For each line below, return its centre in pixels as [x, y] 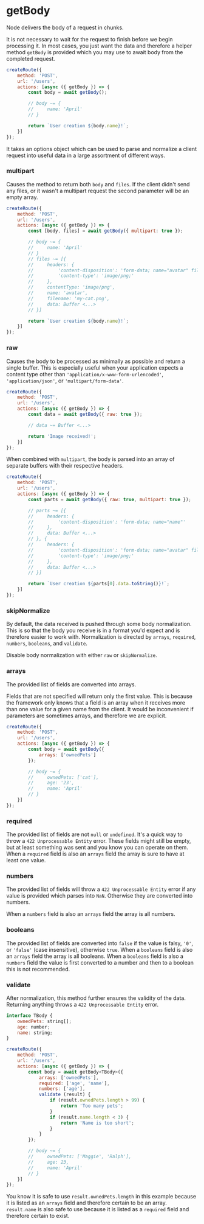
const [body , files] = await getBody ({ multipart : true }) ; [106, 231]
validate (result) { [65, 1095]
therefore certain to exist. [38, 1216]
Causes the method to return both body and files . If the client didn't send [98, 184]
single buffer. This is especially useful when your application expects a [95, 368]
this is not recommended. [38, 969]
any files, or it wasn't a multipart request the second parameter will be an [98, 191]
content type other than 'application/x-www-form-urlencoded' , [85, 374]
